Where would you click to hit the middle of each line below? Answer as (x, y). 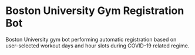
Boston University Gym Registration (95, 11)
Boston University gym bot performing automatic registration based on (91, 39)
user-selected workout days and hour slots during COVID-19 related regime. (97, 46)
